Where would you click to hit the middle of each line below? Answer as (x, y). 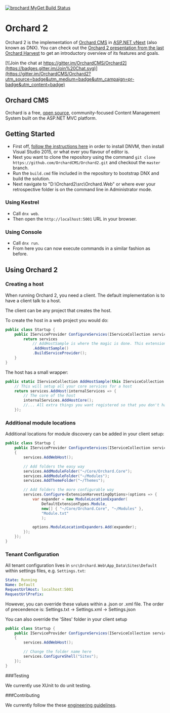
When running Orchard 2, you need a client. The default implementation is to (85, 295)
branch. (21, 168)
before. (20, 254)
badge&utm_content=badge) (35, 84)
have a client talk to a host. (33, 300)
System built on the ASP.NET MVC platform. (51, 118)
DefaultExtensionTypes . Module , (74, 504)
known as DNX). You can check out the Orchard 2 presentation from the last (85, 48)
